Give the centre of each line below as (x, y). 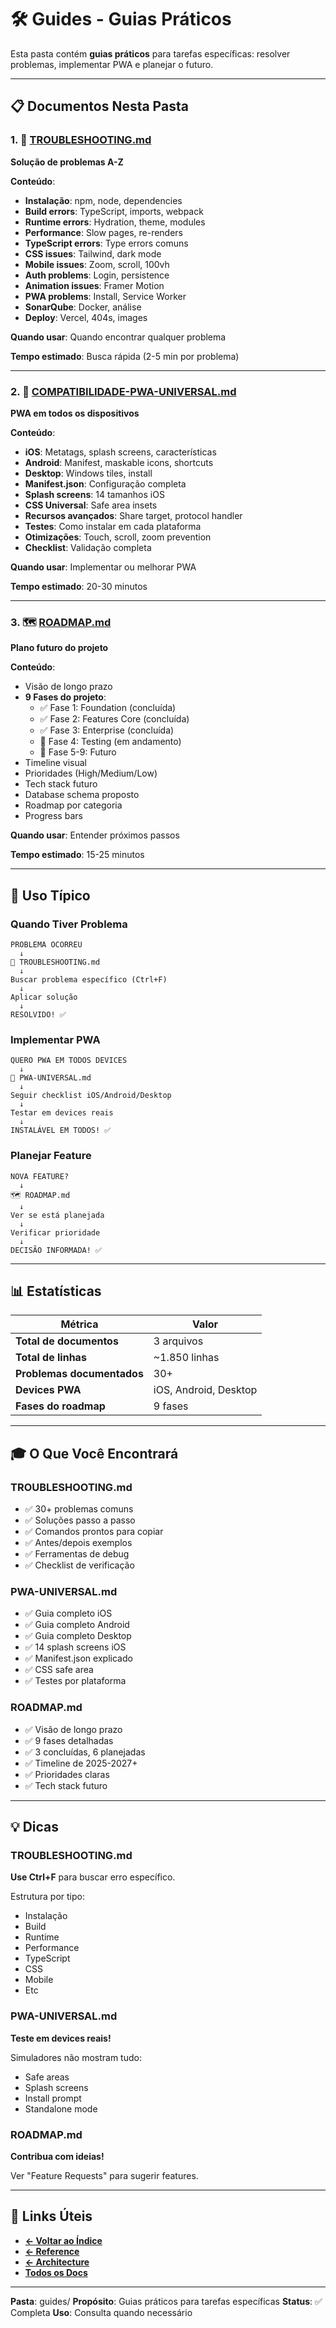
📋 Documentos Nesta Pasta (99, 106)
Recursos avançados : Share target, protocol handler (133, 515)
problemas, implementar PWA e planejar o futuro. (112, 64)
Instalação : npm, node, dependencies (103, 200)
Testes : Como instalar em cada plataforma (113, 526)
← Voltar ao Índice (63, 2240)
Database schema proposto (82, 795)
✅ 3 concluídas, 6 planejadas (85, 1752)
